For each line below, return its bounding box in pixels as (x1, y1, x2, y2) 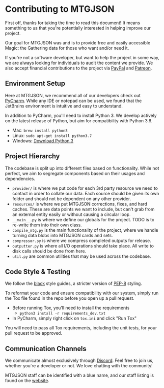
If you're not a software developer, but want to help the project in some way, (5, 54, 160, 60)
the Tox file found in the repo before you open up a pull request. (5, 295, 135, 301)
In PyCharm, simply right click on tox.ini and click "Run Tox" (12, 316, 137, 321)
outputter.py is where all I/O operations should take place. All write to (12, 243, 154, 248)
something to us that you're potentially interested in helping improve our (5, 25, 151, 31)
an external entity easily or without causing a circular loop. (12, 211, 131, 217)
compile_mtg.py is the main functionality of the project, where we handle (12, 227, 159, 233)
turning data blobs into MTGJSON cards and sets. (12, 232, 113, 238)
